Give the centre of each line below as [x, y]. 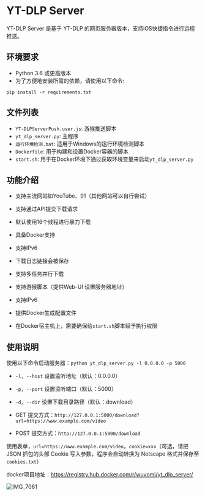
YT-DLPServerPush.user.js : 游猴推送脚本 [66, 128]
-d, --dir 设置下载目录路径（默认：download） [76, 402]
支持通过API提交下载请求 [47, 209]
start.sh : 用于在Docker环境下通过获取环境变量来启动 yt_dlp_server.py [104, 159]
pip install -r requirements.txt [49, 92]
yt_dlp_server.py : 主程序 [47, 136]
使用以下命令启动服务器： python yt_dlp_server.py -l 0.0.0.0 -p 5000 [96, 363]
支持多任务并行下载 [39, 274]
